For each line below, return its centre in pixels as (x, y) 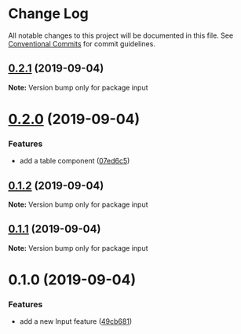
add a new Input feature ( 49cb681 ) (76, 321)
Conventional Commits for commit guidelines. (82, 43)
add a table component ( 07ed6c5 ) (75, 161)
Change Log (48, 14)
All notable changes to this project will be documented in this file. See (121, 35)
